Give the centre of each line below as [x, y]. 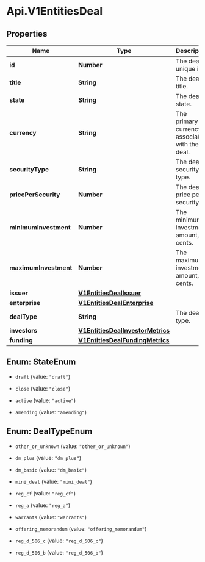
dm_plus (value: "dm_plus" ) [48, 458]
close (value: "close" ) [43, 388]
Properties [27, 34]
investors [23, 330]
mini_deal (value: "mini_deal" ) [54, 481]
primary [187, 121]
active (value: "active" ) [45, 400]
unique [186, 69]
